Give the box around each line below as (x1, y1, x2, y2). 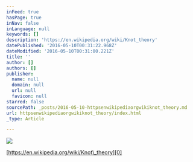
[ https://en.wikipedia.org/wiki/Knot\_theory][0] (6, 149, 122, 156)
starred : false (6, 99, 45, 105)
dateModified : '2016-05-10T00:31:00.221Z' (6, 48, 115, 54)
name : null (11, 76, 39, 82)
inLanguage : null (6, 25, 50, 32)
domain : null (11, 82, 45, 88)
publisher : (6, 71, 34, 77)
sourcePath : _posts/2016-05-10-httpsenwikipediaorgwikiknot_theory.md (6, 104, 188, 111)
